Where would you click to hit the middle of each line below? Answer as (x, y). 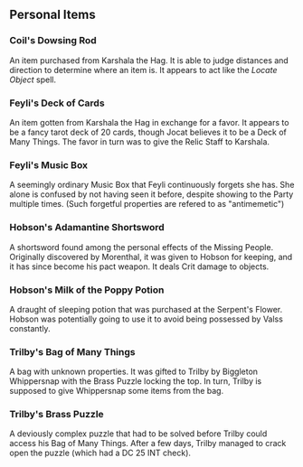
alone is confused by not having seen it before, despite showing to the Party (151, 194)
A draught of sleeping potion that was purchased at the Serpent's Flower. (146, 309)
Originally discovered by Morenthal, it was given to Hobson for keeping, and (151, 257)
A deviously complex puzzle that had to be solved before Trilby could (138, 434)
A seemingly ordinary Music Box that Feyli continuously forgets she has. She (152, 185)
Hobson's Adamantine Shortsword (87, 228)
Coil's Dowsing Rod (53, 41)
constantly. (30, 328)
